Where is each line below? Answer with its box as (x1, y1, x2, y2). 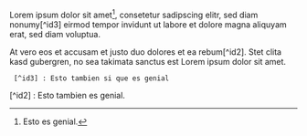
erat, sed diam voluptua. (9, 28, 101, 39)
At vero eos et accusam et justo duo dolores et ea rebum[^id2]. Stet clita (9, 46, 281, 58)
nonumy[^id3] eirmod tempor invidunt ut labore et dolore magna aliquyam (9, 18, 288, 30)
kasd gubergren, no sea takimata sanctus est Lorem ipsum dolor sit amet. (9, 56, 286, 67)
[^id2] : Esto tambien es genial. (9, 89, 126, 100)
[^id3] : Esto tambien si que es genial (13, 73, 170, 83)
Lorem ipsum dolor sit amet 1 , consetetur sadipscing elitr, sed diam (9, 8, 259, 20)
